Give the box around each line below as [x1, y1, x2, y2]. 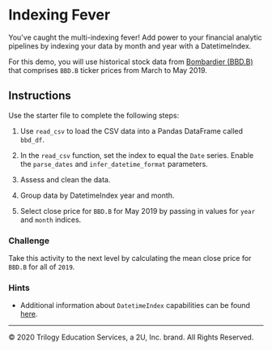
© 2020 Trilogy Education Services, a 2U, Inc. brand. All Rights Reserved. [8, 332, 254, 342]
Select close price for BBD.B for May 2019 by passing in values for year [19, 206, 256, 216]
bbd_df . [19, 134, 45, 144]
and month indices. [19, 215, 82, 224]
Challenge [8, 235, 50, 246]
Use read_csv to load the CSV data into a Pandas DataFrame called [19, 126, 244, 135]
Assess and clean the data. [19, 174, 111, 184]
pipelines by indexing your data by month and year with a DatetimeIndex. [8, 41, 252, 50]
